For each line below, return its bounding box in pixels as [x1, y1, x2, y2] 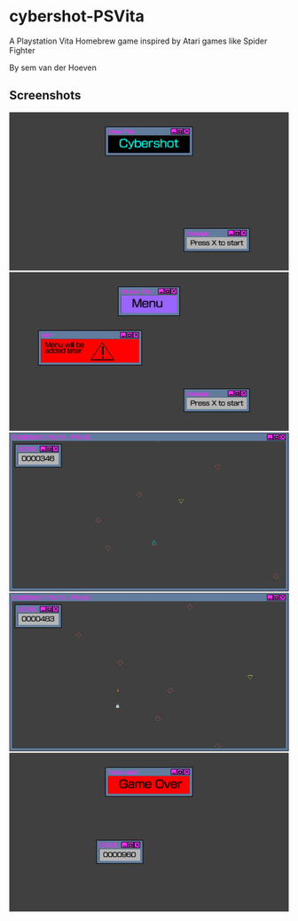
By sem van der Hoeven [9, 62, 98, 73]
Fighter [9, 44, 35, 55]
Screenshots [9, 88, 82, 103]
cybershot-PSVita [9, 6, 145, 27]
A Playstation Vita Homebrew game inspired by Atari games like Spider [9, 36, 268, 46]
